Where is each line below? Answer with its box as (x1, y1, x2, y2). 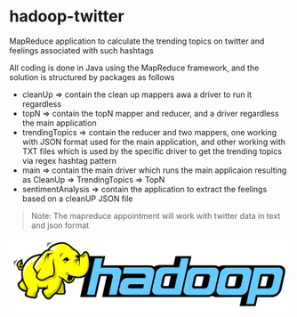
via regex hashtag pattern (21, 155, 117, 166)
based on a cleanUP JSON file (21, 193, 133, 204)
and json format (30, 220, 90, 231)
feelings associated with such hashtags (9, 45, 154, 55)
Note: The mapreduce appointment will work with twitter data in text (30, 210, 281, 221)
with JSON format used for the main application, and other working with (21, 136, 286, 147)
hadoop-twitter (9, 6, 124, 27)
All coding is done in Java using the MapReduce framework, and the (9, 62, 260, 73)
